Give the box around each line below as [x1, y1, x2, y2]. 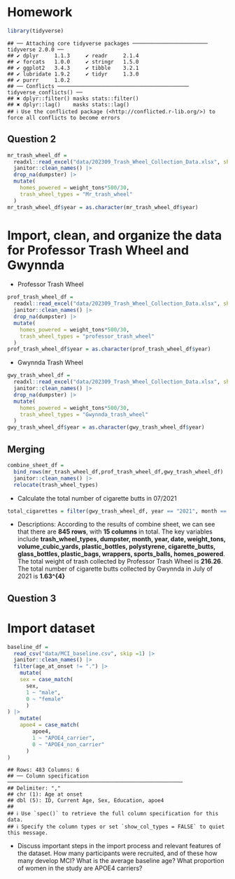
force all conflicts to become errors [7, 114, 120, 121]
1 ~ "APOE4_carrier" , [32, 734, 96, 741]
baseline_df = [7, 643, 49, 650]
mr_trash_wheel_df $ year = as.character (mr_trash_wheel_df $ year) [7, 203, 199, 210]
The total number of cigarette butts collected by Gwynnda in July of [17, 564, 213, 573]
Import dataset [7, 620, 96, 636]
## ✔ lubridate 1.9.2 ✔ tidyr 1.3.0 [7, 71, 139, 78]
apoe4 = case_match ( [20, 722, 80, 729]
